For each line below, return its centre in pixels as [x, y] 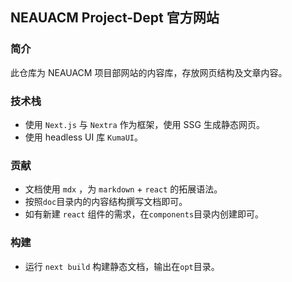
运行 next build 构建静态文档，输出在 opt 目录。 [122, 266]
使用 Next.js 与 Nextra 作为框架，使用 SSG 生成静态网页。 [144, 124]
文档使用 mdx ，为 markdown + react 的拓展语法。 [123, 189]
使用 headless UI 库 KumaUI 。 [84, 137]
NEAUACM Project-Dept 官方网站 [115, 18]
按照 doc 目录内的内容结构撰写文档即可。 [106, 202]
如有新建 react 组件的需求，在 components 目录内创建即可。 [144, 214]
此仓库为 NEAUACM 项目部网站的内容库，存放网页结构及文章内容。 [149, 72]
